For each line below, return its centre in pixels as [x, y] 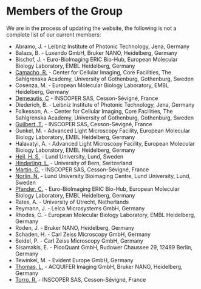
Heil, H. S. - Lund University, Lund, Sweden [69, 156]
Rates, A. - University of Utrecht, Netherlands [72, 202]
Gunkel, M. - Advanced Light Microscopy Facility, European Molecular [103, 130]
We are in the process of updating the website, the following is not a [91, 28]
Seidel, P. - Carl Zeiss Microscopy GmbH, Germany [79, 241]
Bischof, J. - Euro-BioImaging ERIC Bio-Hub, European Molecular [96, 59]
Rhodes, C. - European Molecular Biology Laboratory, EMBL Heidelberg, [105, 215]
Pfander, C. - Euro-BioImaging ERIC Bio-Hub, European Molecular [97, 189]
